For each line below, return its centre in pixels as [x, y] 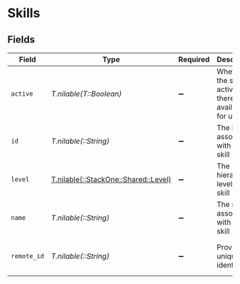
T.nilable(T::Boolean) [86, 94]
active [22, 94]
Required [194, 60]
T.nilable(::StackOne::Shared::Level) [111, 179]
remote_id [27, 256]
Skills [24, 13]
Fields [21, 40]
